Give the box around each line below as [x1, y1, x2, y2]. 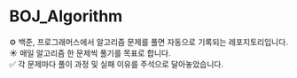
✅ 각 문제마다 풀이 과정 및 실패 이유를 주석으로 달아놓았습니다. [9, 58, 224, 69]
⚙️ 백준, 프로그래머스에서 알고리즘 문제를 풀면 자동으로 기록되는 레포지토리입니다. [9, 36, 288, 47]
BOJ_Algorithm [9, 6, 123, 27]
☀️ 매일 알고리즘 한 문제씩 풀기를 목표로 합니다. [9, 47, 171, 58]
